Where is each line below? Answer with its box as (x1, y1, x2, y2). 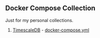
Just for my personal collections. (5, 17, 74, 23)
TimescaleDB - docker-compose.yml (12, 27, 89, 33)
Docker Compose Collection (5, 4, 96, 12)
